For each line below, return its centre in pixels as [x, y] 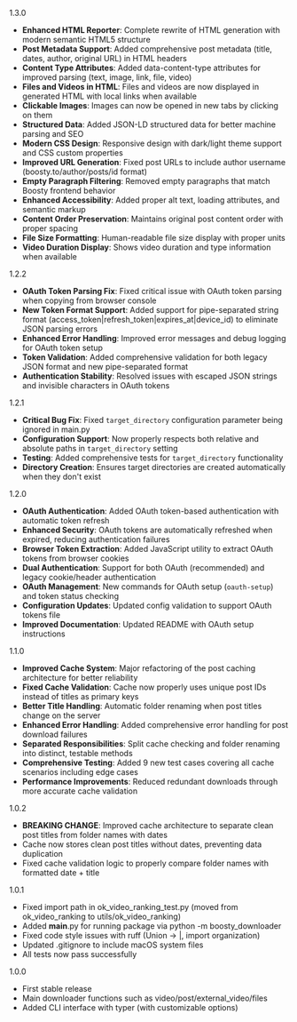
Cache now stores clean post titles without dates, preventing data [142, 844]
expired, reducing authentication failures [96, 539]
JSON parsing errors [60, 329]
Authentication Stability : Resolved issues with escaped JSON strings [149, 376]
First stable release [57, 989]
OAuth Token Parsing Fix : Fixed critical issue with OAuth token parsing [152, 291]
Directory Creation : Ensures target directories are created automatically [154, 467]
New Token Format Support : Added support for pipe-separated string [150, 310]
